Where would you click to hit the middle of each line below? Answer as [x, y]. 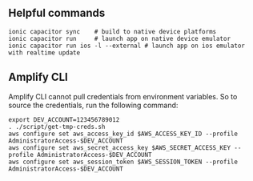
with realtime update [44, 52]
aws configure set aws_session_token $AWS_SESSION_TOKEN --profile [123, 162]
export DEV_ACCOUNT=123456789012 [64, 119]
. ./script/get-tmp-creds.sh [57, 127]
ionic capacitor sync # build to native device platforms [112, 31]
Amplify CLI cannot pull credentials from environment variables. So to [123, 96]
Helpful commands [57, 13]
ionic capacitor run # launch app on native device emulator [119, 38]
